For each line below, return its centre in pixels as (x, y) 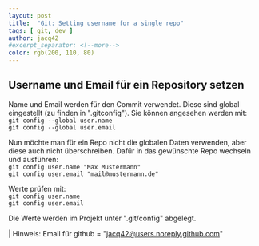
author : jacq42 (34, 38)
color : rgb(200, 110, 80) (51, 53)
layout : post (30, 16)
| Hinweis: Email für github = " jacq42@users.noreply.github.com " (116, 233)
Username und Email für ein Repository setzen (126, 85)
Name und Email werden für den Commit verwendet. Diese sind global (124, 104)
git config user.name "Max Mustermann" (75, 167)
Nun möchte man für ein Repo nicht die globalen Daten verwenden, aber (128, 142)
